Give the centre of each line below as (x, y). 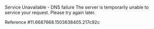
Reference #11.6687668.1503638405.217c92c (52, 22)
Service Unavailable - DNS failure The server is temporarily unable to (77, 7)
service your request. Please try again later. (50, 12)
